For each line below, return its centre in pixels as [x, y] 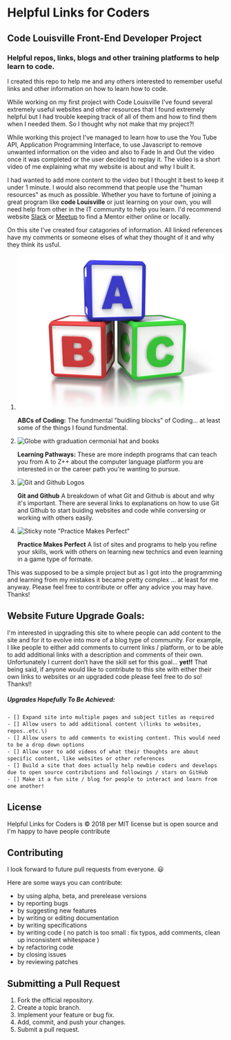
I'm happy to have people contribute [59, 831]
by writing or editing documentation [68, 918]
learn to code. [31, 66]
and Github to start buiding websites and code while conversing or [112, 511]
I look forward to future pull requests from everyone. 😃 [86, 869]
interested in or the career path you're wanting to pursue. [99, 469]
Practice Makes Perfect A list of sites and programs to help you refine [117, 544]
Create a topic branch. [49, 1008]
